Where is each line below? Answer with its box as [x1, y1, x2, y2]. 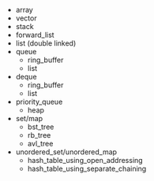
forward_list [15, 30, 54, 39]
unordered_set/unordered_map [15, 147, 117, 157]
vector [15, 13, 37, 23]
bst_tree [27, 122, 54, 131]
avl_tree [27, 139, 54, 148]
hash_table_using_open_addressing [27, 156, 144, 164]
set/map [15, 114, 43, 123]
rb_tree [27, 131, 51, 139]
